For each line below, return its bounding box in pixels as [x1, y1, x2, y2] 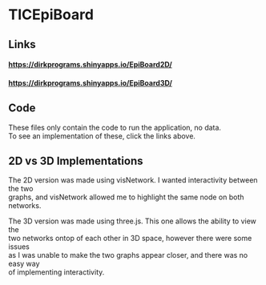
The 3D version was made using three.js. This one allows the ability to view [8, 216, 256, 226]
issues [8, 242, 30, 251]
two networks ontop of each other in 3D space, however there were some [8, 234, 252, 243]
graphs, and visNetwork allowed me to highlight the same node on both [8, 192, 244, 202]
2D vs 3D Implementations [8, 154, 143, 167]
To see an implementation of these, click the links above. [8, 130, 196, 141]
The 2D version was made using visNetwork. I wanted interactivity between [8, 175, 258, 185]
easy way [8, 259, 40, 269]
